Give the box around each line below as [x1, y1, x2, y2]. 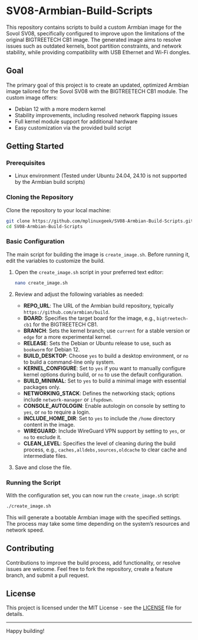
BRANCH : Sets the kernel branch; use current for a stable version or [23, 327, 190, 334]
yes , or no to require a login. [23, 408, 91, 415]
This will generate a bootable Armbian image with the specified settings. [6, 514, 181, 521]
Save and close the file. [14, 464, 72, 471]
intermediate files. [23, 452, 68, 459]
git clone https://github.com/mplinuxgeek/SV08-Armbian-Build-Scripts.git [6, 218, 194, 224]
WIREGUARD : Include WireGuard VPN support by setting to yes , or [23, 427, 186, 434]
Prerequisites [6, 159, 45, 167]
